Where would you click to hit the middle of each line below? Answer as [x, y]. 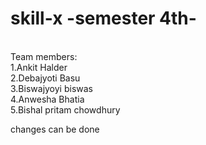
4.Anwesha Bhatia [47, 99]
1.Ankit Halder [39, 67]
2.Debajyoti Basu [45, 78]
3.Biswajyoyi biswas [51, 88]
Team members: [44, 56]
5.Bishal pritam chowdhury [65, 109]
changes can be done [55, 129]
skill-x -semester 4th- [103, 18]
